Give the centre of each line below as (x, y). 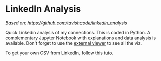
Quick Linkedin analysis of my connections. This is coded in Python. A (78, 32)
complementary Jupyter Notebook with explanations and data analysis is (81, 38)
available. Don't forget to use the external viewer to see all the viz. (74, 43)
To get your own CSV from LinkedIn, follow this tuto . (59, 53)
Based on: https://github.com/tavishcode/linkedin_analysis (66, 23)
